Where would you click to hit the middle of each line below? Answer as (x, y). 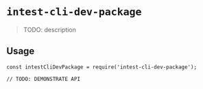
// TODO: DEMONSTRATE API (43, 79)
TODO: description (50, 29)
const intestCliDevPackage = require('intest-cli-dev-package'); (101, 67)
